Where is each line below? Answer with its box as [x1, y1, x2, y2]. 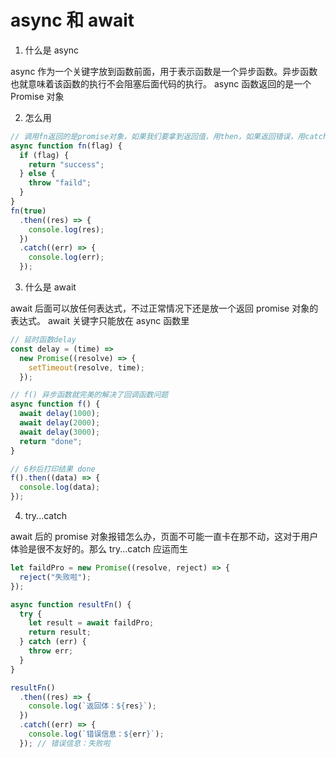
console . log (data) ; [19, 482, 101, 493]
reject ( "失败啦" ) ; [19, 572, 92, 582]
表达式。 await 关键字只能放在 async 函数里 [10, 315, 190, 327]
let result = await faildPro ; [28, 618, 155, 628]
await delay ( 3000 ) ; [19, 427, 101, 437]
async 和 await [10, 9, 135, 32]
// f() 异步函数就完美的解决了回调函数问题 [10, 390, 169, 400]
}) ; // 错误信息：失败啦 [19, 738, 111, 748]
